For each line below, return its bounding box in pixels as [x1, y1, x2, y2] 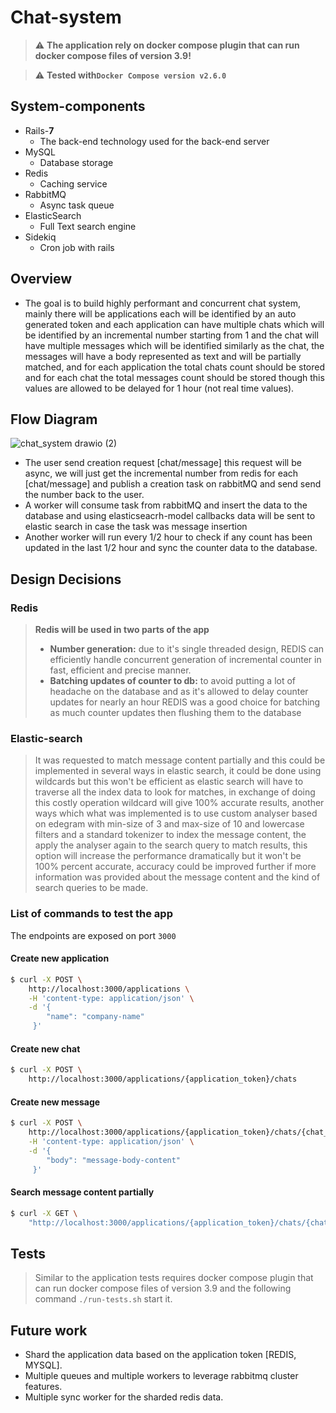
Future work [10, 1322, 88, 1339]
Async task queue [39, 199, 115, 211]
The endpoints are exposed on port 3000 [10, 929, 177, 941]
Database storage [39, 156, 114, 168]
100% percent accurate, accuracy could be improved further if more [34, 861, 317, 873]
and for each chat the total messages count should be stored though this [24, 371, 325, 383]
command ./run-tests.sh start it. [34, 1293, 173, 1305]
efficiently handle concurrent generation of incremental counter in [49, 654, 322, 666]
